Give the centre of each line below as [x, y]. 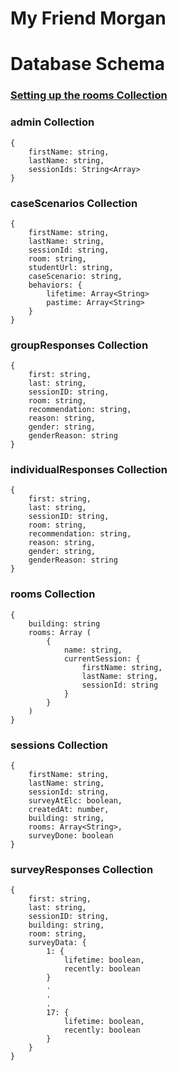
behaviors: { [55, 285]
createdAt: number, [69, 810]
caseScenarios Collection [74, 203]
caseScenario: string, [75, 276]
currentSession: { [102, 658]
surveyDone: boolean [71, 836]
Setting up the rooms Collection [89, 95]
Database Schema [88, 64]
